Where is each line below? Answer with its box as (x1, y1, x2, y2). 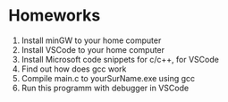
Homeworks (8, 5, 101, 26)
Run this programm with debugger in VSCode (21, 82, 190, 93)
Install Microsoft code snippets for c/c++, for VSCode (21, 54, 220, 64)
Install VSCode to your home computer (21, 44, 165, 55)
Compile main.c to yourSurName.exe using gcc (21, 72, 196, 83)
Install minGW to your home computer (21, 35, 162, 46)
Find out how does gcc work (21, 64, 127, 74)
